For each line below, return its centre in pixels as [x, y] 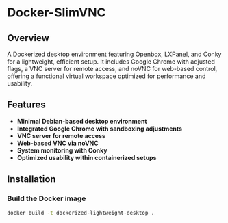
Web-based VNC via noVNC [58, 143]
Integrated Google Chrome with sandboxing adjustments [100, 129]
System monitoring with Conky [62, 150]
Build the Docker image [47, 198]
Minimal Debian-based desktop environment [82, 121]
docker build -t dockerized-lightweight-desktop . [81, 213]
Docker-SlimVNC [56, 13]
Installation [31, 179]
